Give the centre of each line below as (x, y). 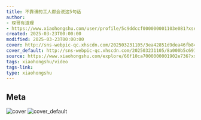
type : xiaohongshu (29, 73)
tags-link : (20, 67)
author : (16, 17)
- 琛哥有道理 (20, 23)
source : (16, 56)
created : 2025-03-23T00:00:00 (44, 34)
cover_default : (25, 51)
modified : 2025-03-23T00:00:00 (45, 39)
